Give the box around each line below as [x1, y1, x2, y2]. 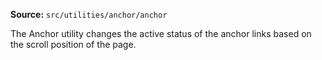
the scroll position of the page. [10, 39, 137, 50]
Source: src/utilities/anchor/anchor [10, 9, 168, 20]
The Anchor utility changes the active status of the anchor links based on [10, 28, 312, 39]
